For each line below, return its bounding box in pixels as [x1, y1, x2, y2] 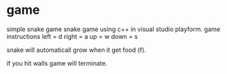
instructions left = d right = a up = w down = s [6, 32, 139, 40]
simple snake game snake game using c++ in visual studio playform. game [6, 25, 221, 33]
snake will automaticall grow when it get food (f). [6, 46, 147, 54]
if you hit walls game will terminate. [6, 59, 108, 67]
